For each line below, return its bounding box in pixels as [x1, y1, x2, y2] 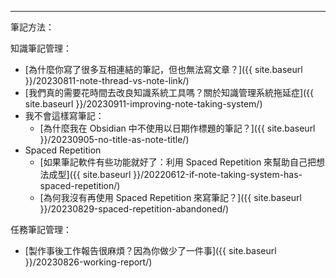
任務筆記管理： [10, 224, 72, 235]
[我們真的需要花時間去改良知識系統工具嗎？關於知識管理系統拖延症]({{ [24, 87, 315, 98]
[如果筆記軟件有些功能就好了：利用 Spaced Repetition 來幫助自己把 [39, 156, 317, 168]
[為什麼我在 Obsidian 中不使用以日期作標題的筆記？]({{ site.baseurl [39, 122, 316, 134]
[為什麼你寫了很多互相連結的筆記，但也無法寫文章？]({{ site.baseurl [24, 64, 303, 75]
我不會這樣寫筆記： [24, 110, 105, 121]
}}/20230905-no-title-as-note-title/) [39, 134, 190, 145]
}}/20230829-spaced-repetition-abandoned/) [39, 203, 230, 215]
